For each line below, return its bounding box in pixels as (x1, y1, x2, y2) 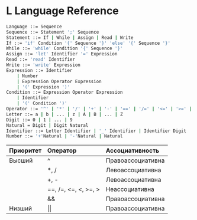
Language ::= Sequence (6, 24, 62, 29)
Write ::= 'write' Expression (6, 62, 81, 68)
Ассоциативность (105, 146, 160, 155)
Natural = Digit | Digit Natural (6, 122, 89, 128)
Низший (9, 205, 33, 213)
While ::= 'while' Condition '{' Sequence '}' (6, 45, 123, 51)
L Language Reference (6, 4, 120, 18)
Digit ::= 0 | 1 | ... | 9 (6, 117, 73, 123)
